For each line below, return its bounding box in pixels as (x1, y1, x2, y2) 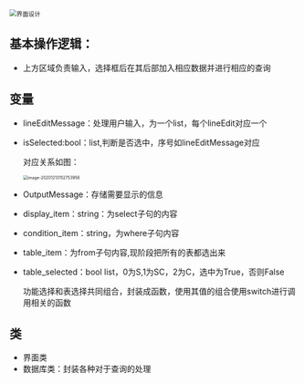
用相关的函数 (22, 296, 71, 308)
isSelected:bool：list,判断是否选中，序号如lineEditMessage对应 (22, 137, 260, 148)
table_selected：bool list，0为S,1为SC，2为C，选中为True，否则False (22, 266, 285, 277)
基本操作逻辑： (9, 36, 94, 52)
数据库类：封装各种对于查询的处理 (22, 364, 152, 375)
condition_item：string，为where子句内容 (22, 227, 180, 238)
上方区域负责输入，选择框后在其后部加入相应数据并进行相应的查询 (22, 62, 271, 73)
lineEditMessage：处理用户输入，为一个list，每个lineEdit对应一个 (22, 118, 267, 129)
